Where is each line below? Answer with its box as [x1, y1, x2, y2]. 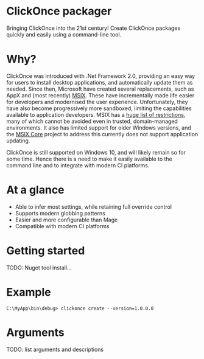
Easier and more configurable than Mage [15, 216, 118, 223]
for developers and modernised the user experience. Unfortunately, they [6, 98, 188, 105]
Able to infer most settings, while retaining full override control [15, 203, 172, 211]
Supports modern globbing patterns [15, 209, 105, 217]
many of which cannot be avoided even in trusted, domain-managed [6, 117, 178, 125]
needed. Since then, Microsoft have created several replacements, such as [6, 85, 194, 92]
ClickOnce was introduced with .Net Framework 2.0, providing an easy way [6, 72, 195, 80]
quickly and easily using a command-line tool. [6, 30, 122, 38]
